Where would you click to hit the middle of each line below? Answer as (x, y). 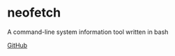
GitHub (17, 45)
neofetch (34, 13)
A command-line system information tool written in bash (88, 32)
